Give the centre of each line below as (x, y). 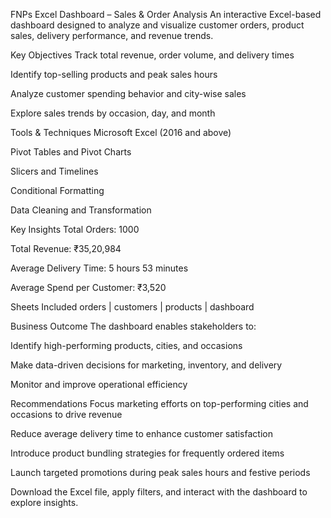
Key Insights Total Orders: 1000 (75, 229)
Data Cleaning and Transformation (81, 210)
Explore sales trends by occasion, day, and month (113, 113)
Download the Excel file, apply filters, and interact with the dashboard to (159, 492)
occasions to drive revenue (66, 414)
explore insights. (44, 502)
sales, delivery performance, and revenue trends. (112, 35)
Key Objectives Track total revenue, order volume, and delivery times (152, 55)
